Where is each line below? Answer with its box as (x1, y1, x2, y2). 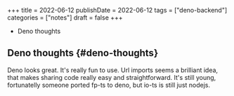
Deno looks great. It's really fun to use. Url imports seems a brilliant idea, (7, 66, 219, 74)
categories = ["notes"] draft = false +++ (7, 13, 123, 22)
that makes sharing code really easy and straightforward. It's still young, (7, 73, 216, 81)
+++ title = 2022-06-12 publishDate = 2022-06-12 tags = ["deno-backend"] (7, 6, 228, 14)
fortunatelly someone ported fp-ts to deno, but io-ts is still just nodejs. (7, 81, 211, 89)
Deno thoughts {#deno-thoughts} (7, 47, 159, 59)
